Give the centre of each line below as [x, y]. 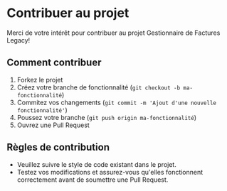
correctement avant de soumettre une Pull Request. [93, 180]
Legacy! [19, 40]
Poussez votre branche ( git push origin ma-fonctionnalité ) [107, 117]
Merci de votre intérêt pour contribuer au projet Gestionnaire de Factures [114, 33]
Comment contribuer [54, 63]
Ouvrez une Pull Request [53, 125]
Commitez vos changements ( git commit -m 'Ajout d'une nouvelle [117, 102]
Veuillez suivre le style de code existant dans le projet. [97, 164]
